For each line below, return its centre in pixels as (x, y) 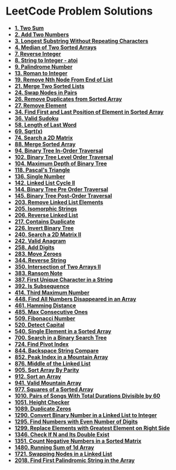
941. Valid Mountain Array (48, 383)
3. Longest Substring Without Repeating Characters (81, 41)
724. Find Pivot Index (42, 344)
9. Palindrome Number (43, 66)
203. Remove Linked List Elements (59, 202)
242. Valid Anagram (40, 240)
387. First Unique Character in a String (63, 279)
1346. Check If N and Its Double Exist (62, 434)
